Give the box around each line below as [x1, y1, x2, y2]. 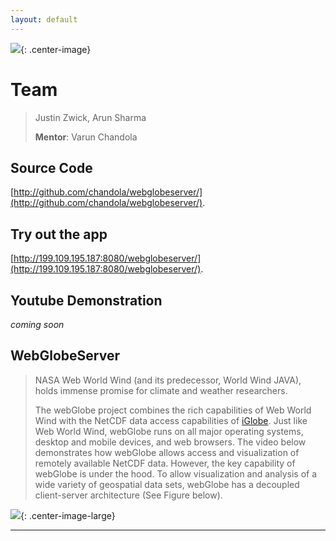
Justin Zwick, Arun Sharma [34, 111, 147, 123]
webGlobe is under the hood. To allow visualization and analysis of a [34, 467, 318, 480]
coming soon [10, 319, 65, 330]
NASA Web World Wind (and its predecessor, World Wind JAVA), [34, 374, 302, 386]
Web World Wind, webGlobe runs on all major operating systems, [34, 425, 304, 437]
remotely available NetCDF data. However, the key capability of [34, 457, 296, 469]
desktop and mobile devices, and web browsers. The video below [34, 436, 307, 448]
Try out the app [10, 226, 108, 243]
